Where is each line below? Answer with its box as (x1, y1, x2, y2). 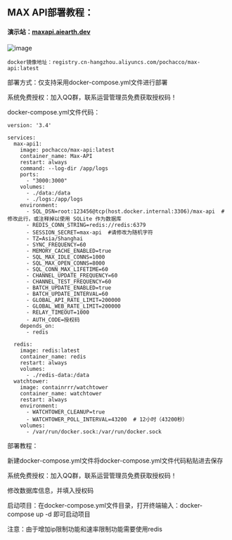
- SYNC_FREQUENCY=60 (25, 241, 86, 248)
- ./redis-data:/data (25, 371, 90, 378)
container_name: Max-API (20, 152, 93, 159)
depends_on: (20, 322, 55, 329)
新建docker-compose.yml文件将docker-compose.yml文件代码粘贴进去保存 (7, 456, 224, 465)
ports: (20, 171, 39, 178)
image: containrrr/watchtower (20, 383, 109, 391)
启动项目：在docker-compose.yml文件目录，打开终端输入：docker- (7, 501, 203, 509)
